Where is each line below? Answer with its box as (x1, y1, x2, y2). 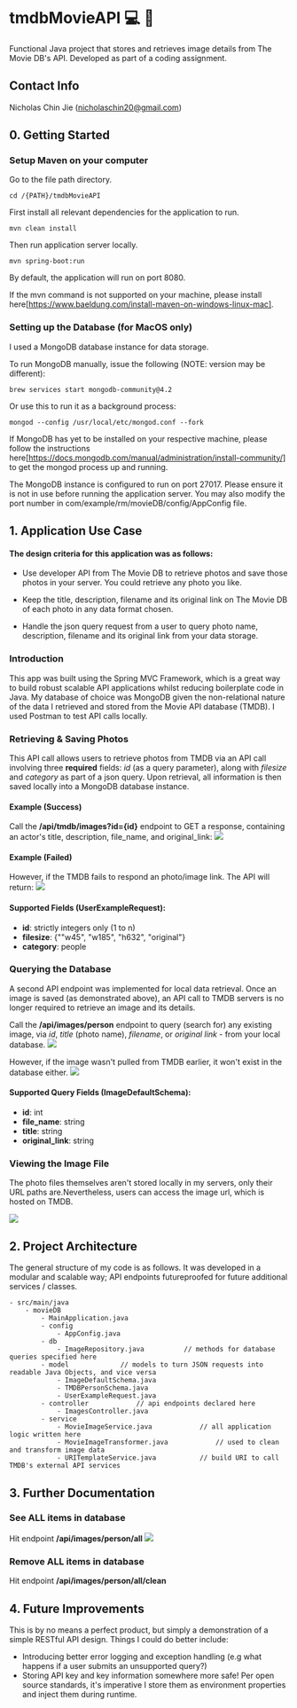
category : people (21, 941, 87, 952)
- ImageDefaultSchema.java (56, 1376, 157, 1385)
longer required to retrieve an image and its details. (9, 1002, 196, 1013)
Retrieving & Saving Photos (9, 733, 129, 745)
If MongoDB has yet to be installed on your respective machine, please (9, 433, 268, 444)
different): (9, 368, 46, 379)
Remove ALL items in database (9, 1555, 145, 1567)
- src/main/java (9, 1298, 69, 1307)
